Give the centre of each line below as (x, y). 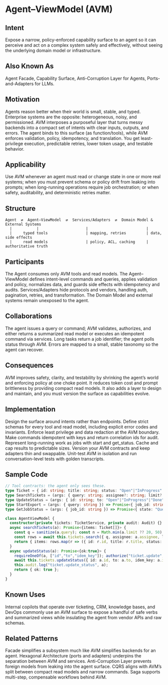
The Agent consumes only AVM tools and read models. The (66, 274)
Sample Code (26, 474)
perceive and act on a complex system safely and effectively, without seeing (84, 45)
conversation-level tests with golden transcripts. (55, 459)
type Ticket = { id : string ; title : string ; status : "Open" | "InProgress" (84, 491)
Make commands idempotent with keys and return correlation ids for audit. (82, 437)
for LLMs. (44, 83)
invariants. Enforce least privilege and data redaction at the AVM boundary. (82, 432)
